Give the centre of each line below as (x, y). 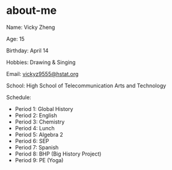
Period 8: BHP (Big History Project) (58, 154)
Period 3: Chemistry (40, 122)
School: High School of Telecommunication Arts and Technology (86, 86)
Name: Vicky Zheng (31, 27)
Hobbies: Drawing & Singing (41, 62)
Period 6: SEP (32, 141)
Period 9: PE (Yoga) (39, 160)
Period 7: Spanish (37, 147)
